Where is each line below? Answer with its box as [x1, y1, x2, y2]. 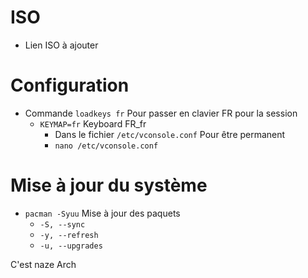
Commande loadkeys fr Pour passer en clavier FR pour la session [24, 107, 298, 119]
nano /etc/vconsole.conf [54, 141, 159, 151]
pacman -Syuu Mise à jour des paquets [24, 207, 181, 219]
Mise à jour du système [10, 174, 208, 197]
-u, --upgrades [39, 241, 103, 251]
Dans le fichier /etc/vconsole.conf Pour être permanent [54, 128, 286, 140]
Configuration [10, 74, 130, 97]
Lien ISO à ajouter [24, 39, 99, 51]
